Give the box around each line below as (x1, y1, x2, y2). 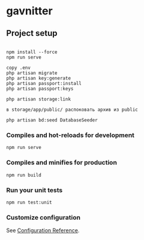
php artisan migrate (6, 70, 58, 76)
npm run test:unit (6, 199, 52, 205)
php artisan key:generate (6, 75, 71, 81)
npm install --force (6, 49, 58, 55)
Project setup (6, 28, 58, 38)
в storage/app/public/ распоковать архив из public (6, 107, 138, 113)
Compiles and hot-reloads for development (6, 130, 135, 139)
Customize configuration (6, 213, 81, 221)
